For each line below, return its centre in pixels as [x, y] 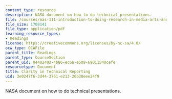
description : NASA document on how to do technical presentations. [79, 15]
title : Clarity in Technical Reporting [48, 72]
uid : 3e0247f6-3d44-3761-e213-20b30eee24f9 [52, 77]
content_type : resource [31, 10]
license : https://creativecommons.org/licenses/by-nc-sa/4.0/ [73, 43]
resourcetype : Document [31, 67]
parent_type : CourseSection [35, 57]
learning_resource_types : [33, 34]
